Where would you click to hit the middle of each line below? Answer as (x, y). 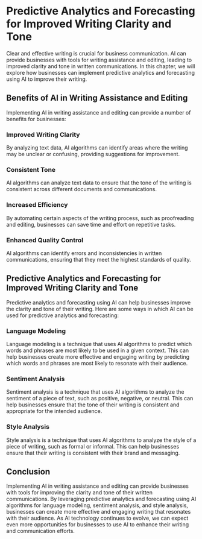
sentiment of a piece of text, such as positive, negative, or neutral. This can (100, 399)
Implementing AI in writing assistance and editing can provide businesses (97, 486)
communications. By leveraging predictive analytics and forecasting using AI (101, 499)
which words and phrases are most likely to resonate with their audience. (97, 364)
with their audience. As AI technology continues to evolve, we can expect (97, 518)
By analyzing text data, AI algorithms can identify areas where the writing (97, 148)
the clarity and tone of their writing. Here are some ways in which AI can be (100, 309)
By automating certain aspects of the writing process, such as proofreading (100, 218)
